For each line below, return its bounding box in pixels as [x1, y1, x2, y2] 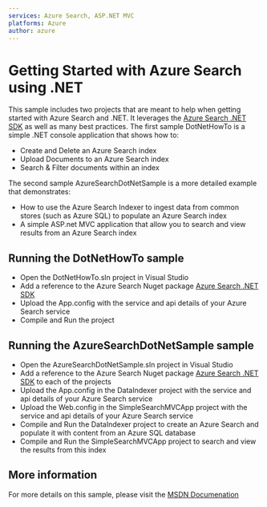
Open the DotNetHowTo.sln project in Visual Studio [19, 273, 189, 282]
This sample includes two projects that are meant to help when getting [8, 105, 241, 115]
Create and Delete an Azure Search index [19, 146, 157, 156]
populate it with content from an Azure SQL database [19, 428, 196, 437]
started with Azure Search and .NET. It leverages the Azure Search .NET [8, 113, 247, 123]
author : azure [8, 26, 56, 34]
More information [8, 468, 98, 482]
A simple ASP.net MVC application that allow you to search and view [19, 220, 246, 229]
